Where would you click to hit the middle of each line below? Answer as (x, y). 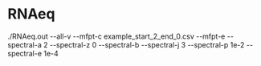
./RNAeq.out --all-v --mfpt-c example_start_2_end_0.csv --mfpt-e (116, 36)
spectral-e (24, 53)
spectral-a (24, 44)
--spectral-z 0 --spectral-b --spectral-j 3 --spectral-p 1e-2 (147, 44)
